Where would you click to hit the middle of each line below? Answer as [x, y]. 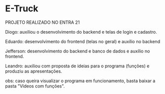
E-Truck [22, 9]
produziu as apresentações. [34, 71]
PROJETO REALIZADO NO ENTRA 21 [43, 22]
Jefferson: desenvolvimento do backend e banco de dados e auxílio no [78, 51]
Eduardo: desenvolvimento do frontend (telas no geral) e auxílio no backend [82, 41]
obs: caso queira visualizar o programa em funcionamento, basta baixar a [80, 81]
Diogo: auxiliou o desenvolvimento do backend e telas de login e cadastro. [81, 32]
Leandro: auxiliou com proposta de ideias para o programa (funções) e [77, 66]
